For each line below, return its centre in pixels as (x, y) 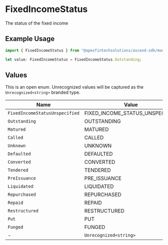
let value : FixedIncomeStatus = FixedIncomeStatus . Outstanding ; (73, 59)
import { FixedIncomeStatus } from (42, 50)
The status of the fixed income (37, 23)
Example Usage (30, 39)
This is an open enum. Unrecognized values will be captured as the (74, 87)
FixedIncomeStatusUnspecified (44, 113)
